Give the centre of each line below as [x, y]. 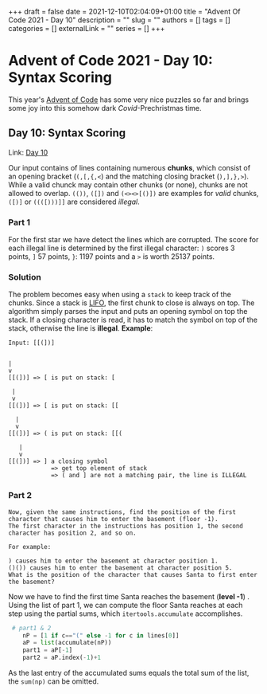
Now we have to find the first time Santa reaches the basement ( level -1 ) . [129, 596]
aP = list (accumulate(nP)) [67, 643]
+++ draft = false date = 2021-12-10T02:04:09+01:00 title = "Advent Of [124, 12]
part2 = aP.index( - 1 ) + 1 [62, 658]
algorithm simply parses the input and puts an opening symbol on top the [128, 312]
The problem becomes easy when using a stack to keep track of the [120, 295]
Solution [25, 276]
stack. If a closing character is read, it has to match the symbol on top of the [133, 320]
